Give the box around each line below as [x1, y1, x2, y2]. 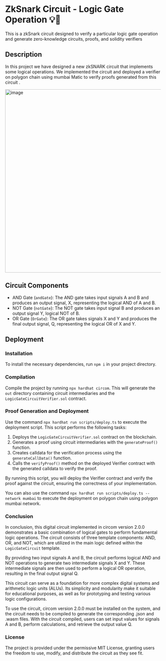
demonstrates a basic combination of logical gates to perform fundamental [5, 529, 158, 536]
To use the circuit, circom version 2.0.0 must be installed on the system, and [5, 606, 161, 611]
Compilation [5, 374, 36, 381]
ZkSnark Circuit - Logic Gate [5, 3, 124, 15]
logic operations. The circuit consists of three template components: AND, [5, 535, 156, 541]
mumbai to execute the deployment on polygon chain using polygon [23, 495, 158, 501]
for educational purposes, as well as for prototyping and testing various [5, 591, 151, 597]
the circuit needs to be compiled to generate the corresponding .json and [5, 611, 154, 617]
